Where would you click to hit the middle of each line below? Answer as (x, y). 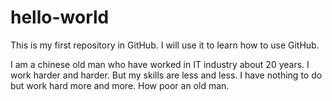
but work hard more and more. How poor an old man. (120, 85)
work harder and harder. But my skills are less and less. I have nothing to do (166, 75)
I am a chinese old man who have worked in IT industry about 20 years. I (160, 64)
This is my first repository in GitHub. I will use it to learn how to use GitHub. (165, 45)
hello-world (60, 17)
